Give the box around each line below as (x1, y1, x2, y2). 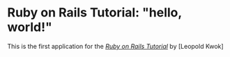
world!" (7, 19, 52, 35)
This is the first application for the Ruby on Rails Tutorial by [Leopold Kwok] (7, 42, 224, 50)
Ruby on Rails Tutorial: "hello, (7, 5, 183, 21)
